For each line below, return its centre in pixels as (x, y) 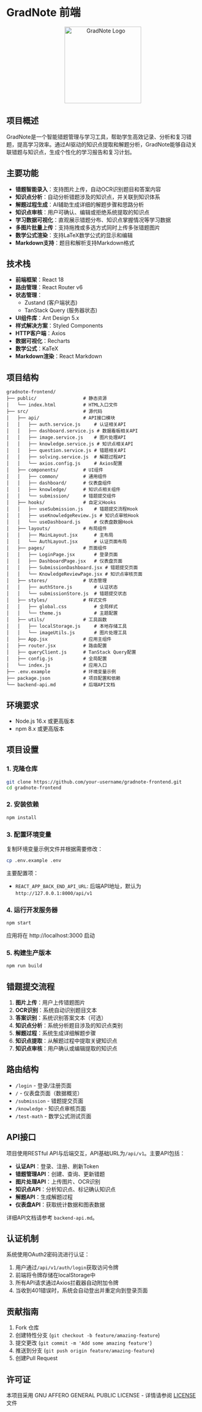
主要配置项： (22, 873)
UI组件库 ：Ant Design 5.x (47, 318)
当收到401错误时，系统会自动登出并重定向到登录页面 (81, 1291)
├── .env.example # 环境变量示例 (61, 672)
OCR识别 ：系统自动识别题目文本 (56, 1010)
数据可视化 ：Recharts (43, 341)
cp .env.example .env (34, 860)
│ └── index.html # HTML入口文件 (62, 405)
